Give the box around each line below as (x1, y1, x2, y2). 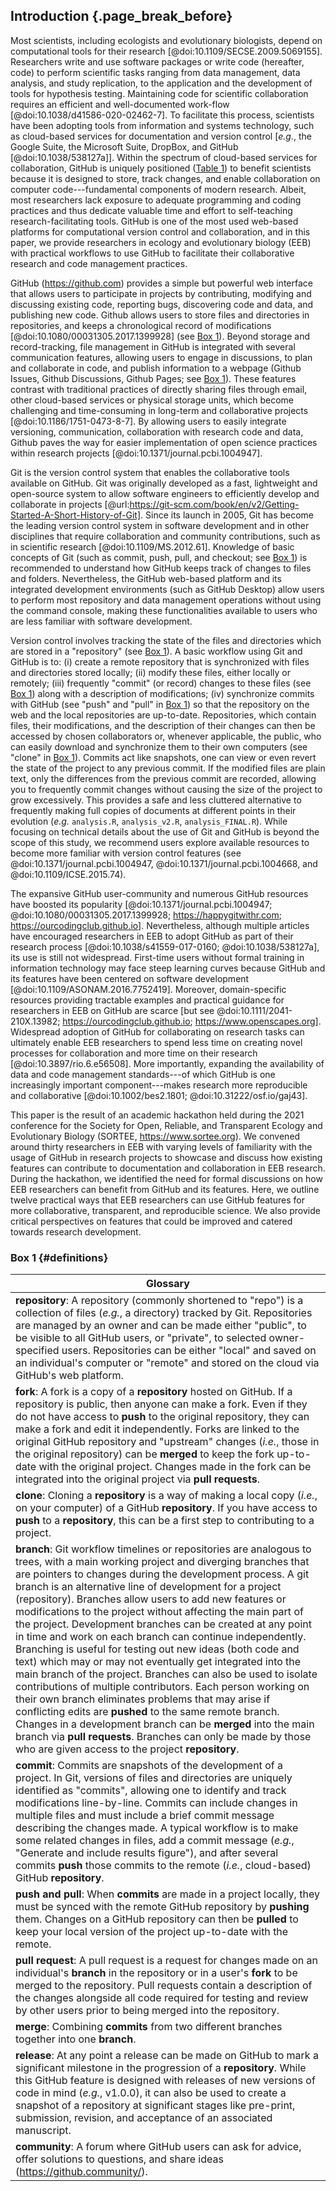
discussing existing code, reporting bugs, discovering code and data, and (10, 298, 314, 310)
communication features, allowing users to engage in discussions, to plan (10, 351, 313, 363)
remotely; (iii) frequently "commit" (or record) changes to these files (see (10, 677, 312, 689)
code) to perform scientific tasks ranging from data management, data (10, 66, 301, 78)
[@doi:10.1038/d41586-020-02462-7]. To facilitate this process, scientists (10, 109, 315, 121)
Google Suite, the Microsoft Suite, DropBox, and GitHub (10, 140, 239, 153)
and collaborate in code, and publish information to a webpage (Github (10, 362, 302, 374)
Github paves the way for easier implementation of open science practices (10, 436, 318, 448)
